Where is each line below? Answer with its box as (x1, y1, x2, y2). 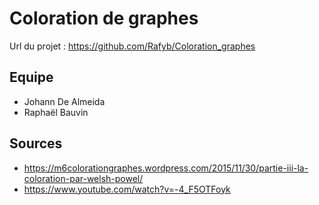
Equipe (9, 69, 54, 86)
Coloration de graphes (9, 7, 199, 30)
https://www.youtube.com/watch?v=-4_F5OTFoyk (23, 183, 231, 195)
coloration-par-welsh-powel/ (23, 172, 144, 184)
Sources (9, 135, 63, 152)
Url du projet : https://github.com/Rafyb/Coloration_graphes (9, 40, 256, 52)
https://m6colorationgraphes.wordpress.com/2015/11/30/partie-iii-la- (23, 162, 309, 174)
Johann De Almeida (23, 95, 106, 107)
